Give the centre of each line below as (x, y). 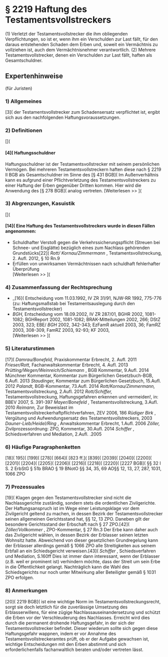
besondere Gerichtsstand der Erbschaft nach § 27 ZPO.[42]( (67, 524)
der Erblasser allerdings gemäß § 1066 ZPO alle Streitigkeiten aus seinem (80, 546)
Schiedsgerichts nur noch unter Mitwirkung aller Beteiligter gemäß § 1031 (80, 572)
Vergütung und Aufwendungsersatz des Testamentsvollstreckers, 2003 (79, 418)
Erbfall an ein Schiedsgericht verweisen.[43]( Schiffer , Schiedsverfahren (80, 551)
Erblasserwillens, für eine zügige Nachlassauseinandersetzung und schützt (83, 612)
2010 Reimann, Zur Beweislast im (39, 407)
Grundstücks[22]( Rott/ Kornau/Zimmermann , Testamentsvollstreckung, (87, 253)
